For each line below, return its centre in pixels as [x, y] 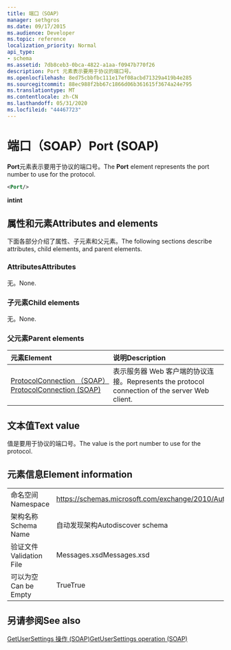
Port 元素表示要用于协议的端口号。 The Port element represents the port [108, 166]
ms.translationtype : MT [41, 90]
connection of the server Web [161, 391]
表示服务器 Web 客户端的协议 [160, 371]
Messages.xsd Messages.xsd [103, 555]
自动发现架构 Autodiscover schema [112, 525]
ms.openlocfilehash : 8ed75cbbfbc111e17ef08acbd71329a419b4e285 [100, 78]
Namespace [30, 504]
